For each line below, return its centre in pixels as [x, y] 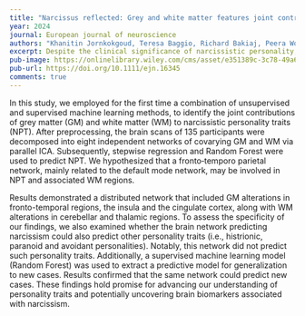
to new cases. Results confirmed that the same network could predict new [148, 274]
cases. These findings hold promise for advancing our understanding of [144, 284]
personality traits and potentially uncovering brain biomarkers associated [146, 294]
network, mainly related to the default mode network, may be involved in [145, 170]
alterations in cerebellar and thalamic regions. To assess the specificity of [147, 217]
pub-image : [30, 60]
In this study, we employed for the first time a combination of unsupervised [150, 103]
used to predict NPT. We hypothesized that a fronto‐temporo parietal [138, 161]
